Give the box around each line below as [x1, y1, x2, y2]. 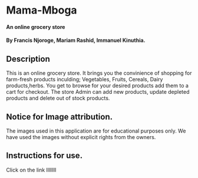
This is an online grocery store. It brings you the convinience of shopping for [6, 70, 192, 77]
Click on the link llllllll [6, 166, 57, 173]
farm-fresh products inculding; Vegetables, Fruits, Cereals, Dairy [6, 76, 163, 83]
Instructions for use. [6, 151, 83, 161]
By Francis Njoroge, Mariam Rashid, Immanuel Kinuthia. [6, 37, 146, 44]
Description [6, 54, 50, 64]
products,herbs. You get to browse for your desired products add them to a [6, 82, 189, 89]
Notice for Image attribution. [6, 111, 113, 121]
